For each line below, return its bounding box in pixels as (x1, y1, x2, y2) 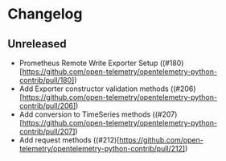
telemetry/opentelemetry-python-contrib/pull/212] (18, 144, 186, 153)
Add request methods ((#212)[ (18, 135, 120, 145)
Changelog (7, 5, 83, 23)
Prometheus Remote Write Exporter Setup (18, 58, 158, 68)
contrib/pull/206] (18, 101, 76, 110)
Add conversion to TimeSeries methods (18, 109, 151, 119)
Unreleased (7, 37, 68, 51)
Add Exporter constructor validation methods (18, 84, 170, 93)
